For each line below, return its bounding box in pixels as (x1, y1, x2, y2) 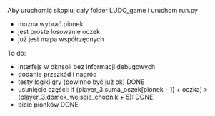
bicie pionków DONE (17, 100, 79, 109)
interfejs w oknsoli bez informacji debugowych (17, 63, 156, 70)
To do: (7, 49, 26, 57)
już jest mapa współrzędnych (17, 35, 104, 43)
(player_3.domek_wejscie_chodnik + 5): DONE (17, 93, 154, 101)
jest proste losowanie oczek (17, 28, 101, 36)
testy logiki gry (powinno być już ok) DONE (17, 78, 145, 86)
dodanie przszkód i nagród (17, 70, 97, 78)
